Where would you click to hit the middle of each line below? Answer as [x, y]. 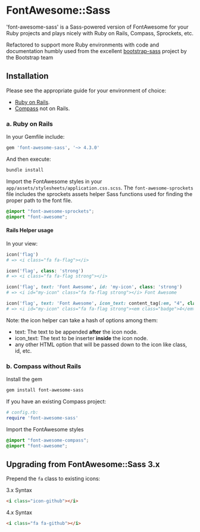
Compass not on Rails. [42, 108]
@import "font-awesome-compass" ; [48, 440]
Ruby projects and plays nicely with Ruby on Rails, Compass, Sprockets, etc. [100, 33]
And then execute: [29, 159]
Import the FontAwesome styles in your [54, 181]
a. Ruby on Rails [30, 124]
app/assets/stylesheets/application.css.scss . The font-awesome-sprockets [100, 188]
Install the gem [24, 379]
